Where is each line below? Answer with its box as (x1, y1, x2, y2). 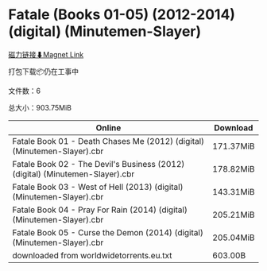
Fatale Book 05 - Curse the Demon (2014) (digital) (12, 226, 204, 238)
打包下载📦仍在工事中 (8, 66, 79, 76)
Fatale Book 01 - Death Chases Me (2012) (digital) (12, 135, 205, 146)
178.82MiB (212, 163, 255, 174)
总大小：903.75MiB (8, 103, 72, 112)
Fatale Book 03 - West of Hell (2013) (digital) (12, 181, 184, 192)
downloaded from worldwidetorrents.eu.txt (12, 250, 172, 261)
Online (95, 122, 122, 133)
